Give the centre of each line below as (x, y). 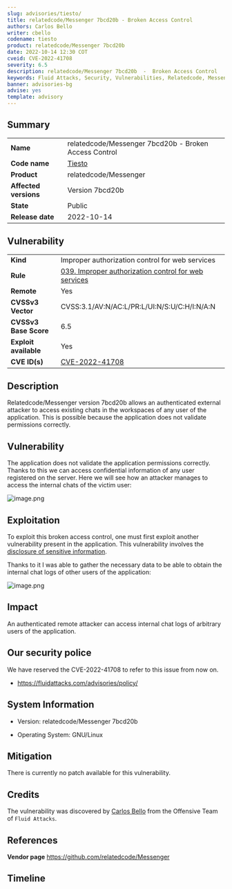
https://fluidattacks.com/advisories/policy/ (77, 683)
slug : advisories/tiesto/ (44, 13)
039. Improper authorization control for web (132, 271)
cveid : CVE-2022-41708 (40, 59)
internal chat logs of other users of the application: (79, 572)
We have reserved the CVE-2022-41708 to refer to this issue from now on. (113, 670)
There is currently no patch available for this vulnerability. (89, 773)
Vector (22, 311)
